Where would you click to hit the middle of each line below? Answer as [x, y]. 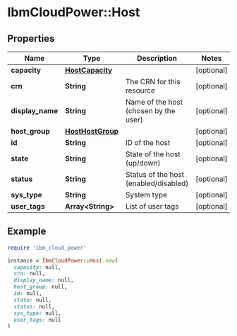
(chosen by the [150, 111]
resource [140, 91]
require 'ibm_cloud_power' [47, 248]
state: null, [33, 300]
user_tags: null [37, 320]
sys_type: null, [37, 313]
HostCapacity [89, 70]
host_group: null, [41, 287]
